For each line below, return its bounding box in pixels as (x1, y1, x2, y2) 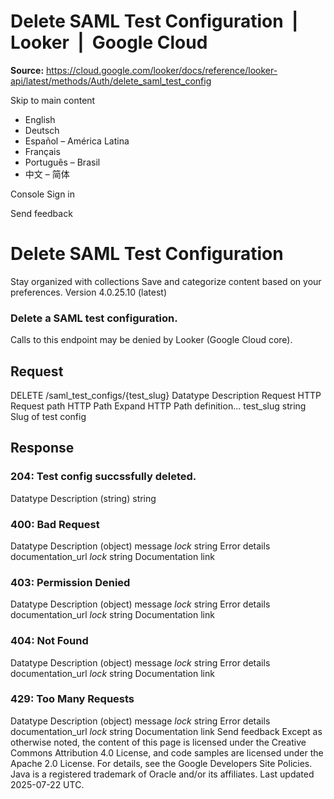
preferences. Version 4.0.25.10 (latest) (10, 286, 168, 298)
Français (24, 145, 61, 157)
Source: (10, 64, 45, 76)
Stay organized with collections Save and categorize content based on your (10, 275, 322, 287)
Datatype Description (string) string (10, 492, 157, 504)
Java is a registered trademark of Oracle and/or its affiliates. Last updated (10, 768, 315, 780)
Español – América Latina (24, 135, 130, 147)
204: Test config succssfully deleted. (10, 470, 197, 484)
